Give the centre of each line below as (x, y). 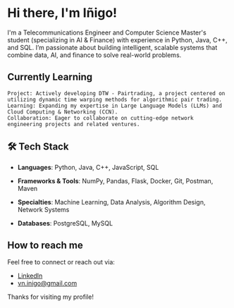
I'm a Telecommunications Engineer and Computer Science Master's (107, 32)
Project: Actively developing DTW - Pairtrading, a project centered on (116, 93)
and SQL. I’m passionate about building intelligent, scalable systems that (112, 47)
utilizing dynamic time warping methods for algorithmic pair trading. (115, 99)
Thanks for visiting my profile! (50, 297)
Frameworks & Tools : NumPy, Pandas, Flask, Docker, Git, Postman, (115, 180)
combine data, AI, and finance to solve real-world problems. (94, 55)
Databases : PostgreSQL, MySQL (65, 223)
